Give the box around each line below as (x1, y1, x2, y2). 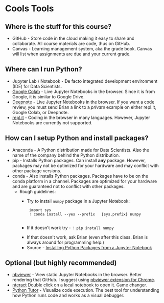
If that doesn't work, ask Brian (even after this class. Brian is (26, 234, 148, 240)
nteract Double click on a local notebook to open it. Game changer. (12, 282, 147, 288)
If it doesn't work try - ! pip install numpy (26, 225, 114, 231)
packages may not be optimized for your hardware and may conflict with (12, 163, 159, 168)
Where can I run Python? (5, 65, 82, 73)
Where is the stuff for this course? (5, 23, 112, 31)
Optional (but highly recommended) (5, 259, 117, 267)
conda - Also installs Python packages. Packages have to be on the (12, 173, 148, 179)
